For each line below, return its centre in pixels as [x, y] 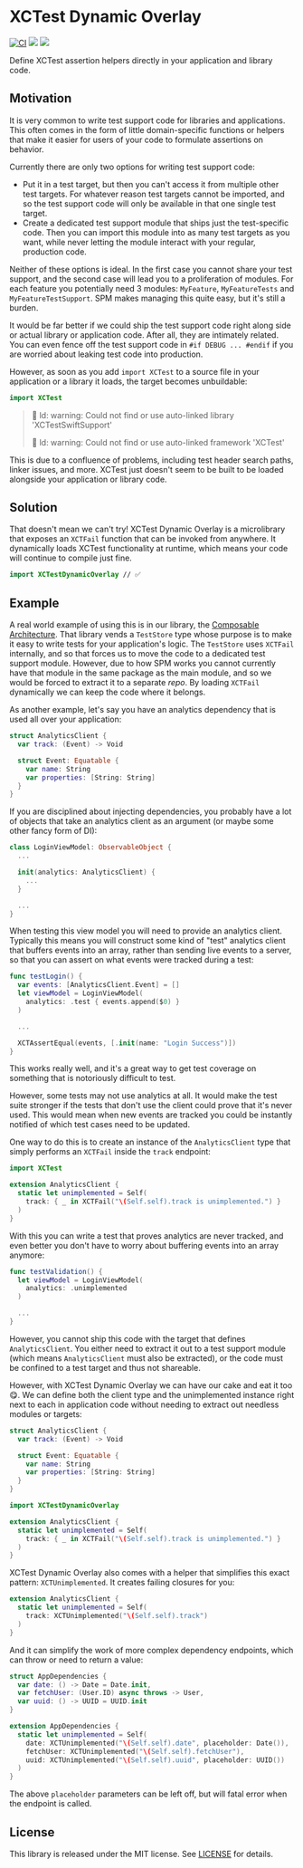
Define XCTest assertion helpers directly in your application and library [141, 60]
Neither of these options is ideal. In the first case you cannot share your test [151, 269]
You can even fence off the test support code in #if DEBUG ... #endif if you [151, 344]
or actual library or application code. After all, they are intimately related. [144, 335]
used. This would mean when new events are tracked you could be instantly [151, 1115]
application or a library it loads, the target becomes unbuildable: [128, 381]
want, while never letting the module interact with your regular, [139, 242]
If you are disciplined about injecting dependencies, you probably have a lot [151, 811]
